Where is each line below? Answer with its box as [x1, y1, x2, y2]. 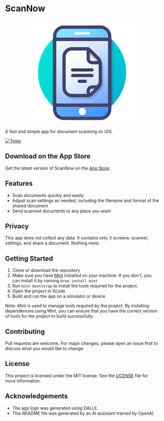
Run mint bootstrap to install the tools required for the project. [12, 283, 139, 289]
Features [5, 179, 33, 188]
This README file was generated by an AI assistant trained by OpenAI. [12, 410, 155, 416]
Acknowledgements [5, 392, 68, 400]
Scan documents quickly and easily [12, 192, 84, 198]
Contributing [5, 327, 45, 335]
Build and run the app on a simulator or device [12, 293, 106, 299]
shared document [12, 202, 48, 208]
